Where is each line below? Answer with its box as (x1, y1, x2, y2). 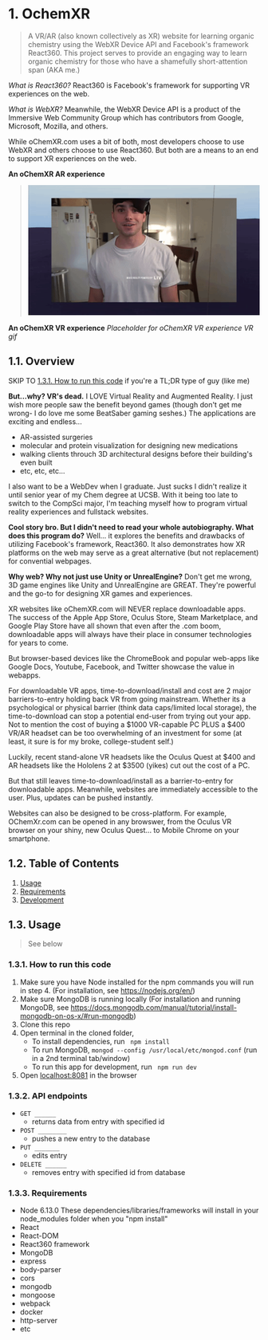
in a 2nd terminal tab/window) (31, 1053, 131, 1063)
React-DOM (19, 1231, 59, 1240)
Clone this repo (19, 1020, 70, 1029)
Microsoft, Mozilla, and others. (8, 121, 108, 131)
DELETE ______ (19, 1161, 67, 1169)
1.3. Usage (8, 918, 61, 932)
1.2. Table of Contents (8, 857, 120, 870)
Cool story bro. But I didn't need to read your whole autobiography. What (8, 522, 254, 532)
